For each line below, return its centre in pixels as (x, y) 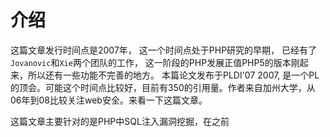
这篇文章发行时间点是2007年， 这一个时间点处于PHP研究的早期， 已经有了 (164, 50)
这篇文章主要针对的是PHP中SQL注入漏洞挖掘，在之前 (120, 121)
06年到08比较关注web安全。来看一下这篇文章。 (109, 100)
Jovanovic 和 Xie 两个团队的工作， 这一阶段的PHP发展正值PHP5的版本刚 (155, 62)
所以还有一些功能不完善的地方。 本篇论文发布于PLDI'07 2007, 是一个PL (173, 75)
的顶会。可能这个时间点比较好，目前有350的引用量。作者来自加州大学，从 (163, 87)
